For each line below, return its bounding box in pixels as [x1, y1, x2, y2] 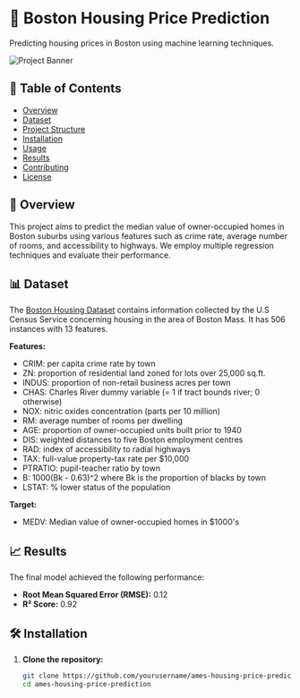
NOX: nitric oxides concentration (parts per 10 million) [21, 406, 221, 417]
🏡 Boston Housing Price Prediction [9, 8, 270, 29]
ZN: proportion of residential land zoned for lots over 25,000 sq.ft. [21, 368, 266, 379]
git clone [21, 671, 60, 680]
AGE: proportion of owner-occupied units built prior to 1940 [21, 425, 242, 436]
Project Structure [21, 123, 86, 134]
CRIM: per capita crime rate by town [21, 358, 157, 370]
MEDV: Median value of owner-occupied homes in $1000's [21, 516, 240, 527]
